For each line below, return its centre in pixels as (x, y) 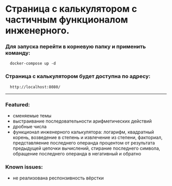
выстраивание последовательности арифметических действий (82, 121)
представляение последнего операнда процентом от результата (84, 143)
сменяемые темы (32, 116)
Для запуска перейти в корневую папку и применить (76, 46)
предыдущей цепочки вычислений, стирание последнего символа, (86, 148)
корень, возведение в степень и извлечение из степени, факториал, (88, 137)
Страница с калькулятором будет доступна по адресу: (78, 76)
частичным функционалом (67, 20)
